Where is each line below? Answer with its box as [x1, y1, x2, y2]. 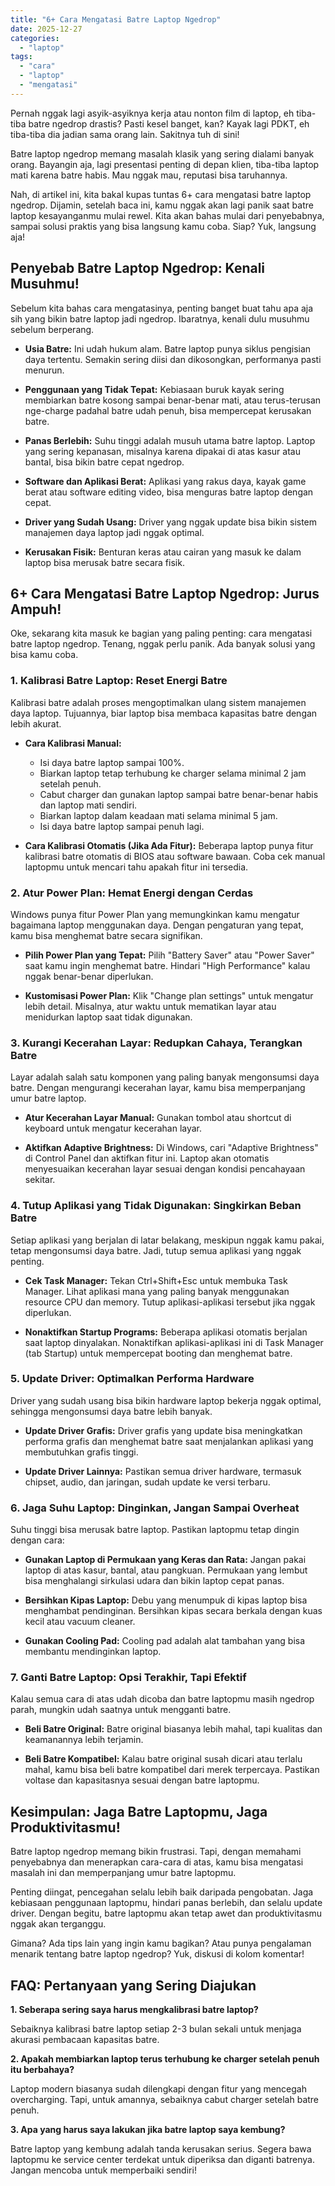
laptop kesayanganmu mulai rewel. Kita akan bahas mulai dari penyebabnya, [10, 209, 325, 221]
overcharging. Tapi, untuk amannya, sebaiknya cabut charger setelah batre [10, 2094, 320, 2106]
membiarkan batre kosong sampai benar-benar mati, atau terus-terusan [24, 394, 322, 406]
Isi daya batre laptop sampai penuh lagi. [39, 820, 205, 832]
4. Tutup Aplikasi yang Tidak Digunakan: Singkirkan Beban [10, 1199, 302, 1213]
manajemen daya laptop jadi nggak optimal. [24, 526, 205, 538]
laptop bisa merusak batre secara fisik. [24, 556, 185, 568]
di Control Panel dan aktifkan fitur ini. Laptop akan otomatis [24, 1152, 270, 1165]
